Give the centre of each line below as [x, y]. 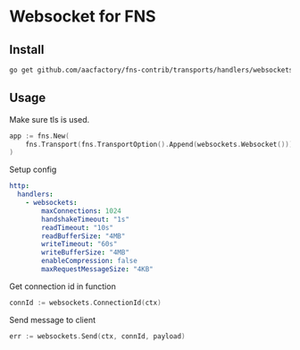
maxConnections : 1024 [82, 211]
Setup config [33, 170]
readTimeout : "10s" [78, 227]
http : [19, 186]
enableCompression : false [90, 261]
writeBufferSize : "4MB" [85, 252]
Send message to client [53, 320]
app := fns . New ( [39, 136]
